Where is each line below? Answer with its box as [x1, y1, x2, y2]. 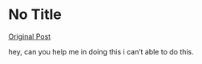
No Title [8, 6, 63, 24]
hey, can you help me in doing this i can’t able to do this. [8, 47, 194, 56]
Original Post [8, 32, 51, 41]
